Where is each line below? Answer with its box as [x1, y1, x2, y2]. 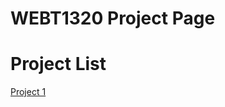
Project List [10, 53, 107, 76]
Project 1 [10, 86, 47, 98]
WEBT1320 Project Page [10, 7, 216, 30]
